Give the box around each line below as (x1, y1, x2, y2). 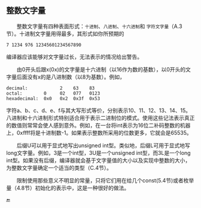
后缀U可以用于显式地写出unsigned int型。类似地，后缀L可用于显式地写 (17, 142, 190, 149)
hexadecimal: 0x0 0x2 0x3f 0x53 (6, 95, 100, 101)
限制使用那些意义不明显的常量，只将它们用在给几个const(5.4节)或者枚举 (17, 176, 194, 184)
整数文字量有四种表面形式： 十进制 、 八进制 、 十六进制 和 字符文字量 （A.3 (17, 23, 182, 30)
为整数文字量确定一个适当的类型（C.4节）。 (6, 164, 112, 171)
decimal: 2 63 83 (6, 85, 95, 91)
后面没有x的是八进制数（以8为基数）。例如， (16, 73, 126, 80)
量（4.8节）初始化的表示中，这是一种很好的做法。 (6, 184, 130, 191)
